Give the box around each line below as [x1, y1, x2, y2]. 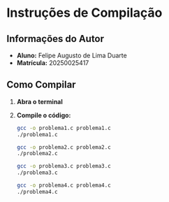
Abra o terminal [16, 97, 64, 106]
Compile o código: [16, 110, 71, 120]
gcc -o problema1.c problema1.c [16, 124, 111, 131]
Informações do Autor [6, 33, 105, 45]
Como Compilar [6, 79, 76, 91]
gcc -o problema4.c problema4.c [16, 182, 111, 189]
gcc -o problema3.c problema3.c [16, 163, 111, 170]
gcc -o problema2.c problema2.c [16, 143, 111, 151]
